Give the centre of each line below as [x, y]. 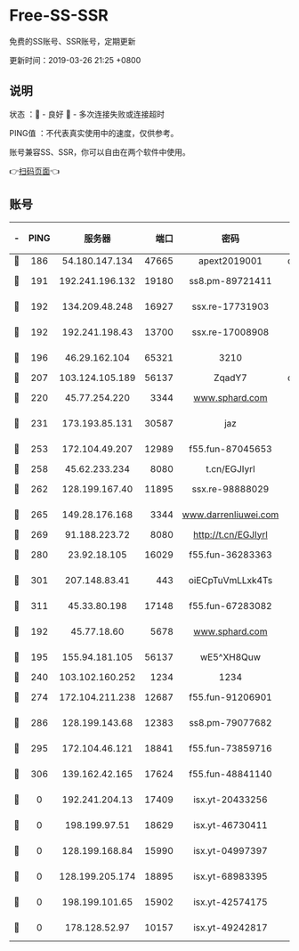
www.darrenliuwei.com [230, 515]
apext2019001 [230, 261]
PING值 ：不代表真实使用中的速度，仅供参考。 [94, 133]
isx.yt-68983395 [230, 876]
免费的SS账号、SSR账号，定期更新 [73, 41]
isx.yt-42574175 [230, 902]
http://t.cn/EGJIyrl [230, 534]
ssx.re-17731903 [230, 306]
